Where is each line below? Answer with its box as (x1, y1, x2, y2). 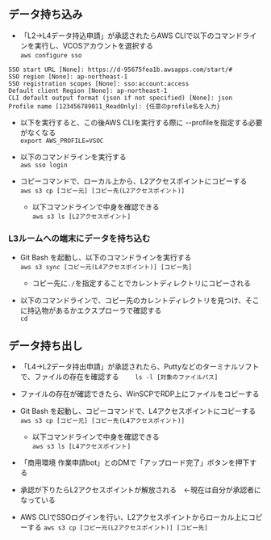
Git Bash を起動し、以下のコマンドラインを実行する (19, 253, 192, 263)
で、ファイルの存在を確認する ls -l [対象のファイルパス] (19, 371, 219, 382)
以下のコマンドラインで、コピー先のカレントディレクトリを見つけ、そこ (19, 296, 260, 306)
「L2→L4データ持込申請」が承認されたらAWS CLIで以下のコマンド (19, 31, 244, 40)
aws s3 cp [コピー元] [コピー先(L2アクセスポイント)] (19, 187, 186, 195)
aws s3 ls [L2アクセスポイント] (31, 213, 131, 221)
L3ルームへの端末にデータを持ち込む (8, 233, 151, 244)
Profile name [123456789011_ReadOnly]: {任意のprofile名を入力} (8, 102, 220, 111)
